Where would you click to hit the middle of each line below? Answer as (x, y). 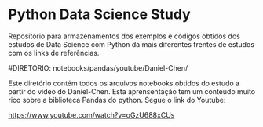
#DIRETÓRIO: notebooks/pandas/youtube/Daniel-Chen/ (98, 67)
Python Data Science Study (99, 15)
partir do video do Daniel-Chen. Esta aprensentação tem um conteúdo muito (132, 91)
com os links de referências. (54, 53)
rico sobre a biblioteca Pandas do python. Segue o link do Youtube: (117, 100)
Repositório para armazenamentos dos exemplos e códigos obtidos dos (124, 36)
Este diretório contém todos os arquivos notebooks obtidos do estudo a (124, 83)
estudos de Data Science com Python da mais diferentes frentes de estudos (131, 44)
